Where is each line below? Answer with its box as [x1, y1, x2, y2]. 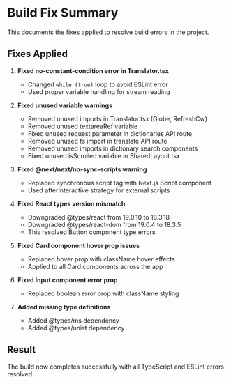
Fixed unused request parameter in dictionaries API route [27, 129, 193, 137]
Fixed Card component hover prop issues [17, 241, 140, 249]
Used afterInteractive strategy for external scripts [27, 186, 170, 194]
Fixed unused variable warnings [17, 101, 113, 109]
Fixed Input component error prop [17, 275, 118, 284]
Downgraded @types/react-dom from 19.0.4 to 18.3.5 [27, 220, 181, 229]
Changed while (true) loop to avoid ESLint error [27, 80, 169, 89]
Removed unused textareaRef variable [27, 122, 138, 130]
